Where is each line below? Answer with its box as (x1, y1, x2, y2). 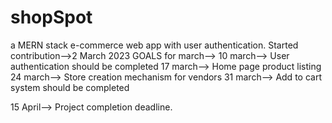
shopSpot (10, 6, 93, 29)
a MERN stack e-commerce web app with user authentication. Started (10, 39, 299, 51)
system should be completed (10, 81, 130, 93)
